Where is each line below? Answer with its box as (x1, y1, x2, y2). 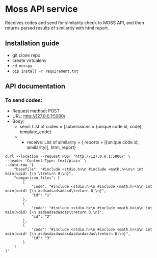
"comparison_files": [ (14, 175, 60, 180)
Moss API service (5, 3, 78, 15)
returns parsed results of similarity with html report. (5, 25, 109, 30)
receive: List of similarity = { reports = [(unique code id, (26, 139, 139, 145)
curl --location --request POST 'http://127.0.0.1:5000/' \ (5, 154, 131, 159)
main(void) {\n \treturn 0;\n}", (5, 171, 74, 176)
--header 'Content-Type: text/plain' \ (5, 158, 87, 163)
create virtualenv (12, 57, 47, 63)
